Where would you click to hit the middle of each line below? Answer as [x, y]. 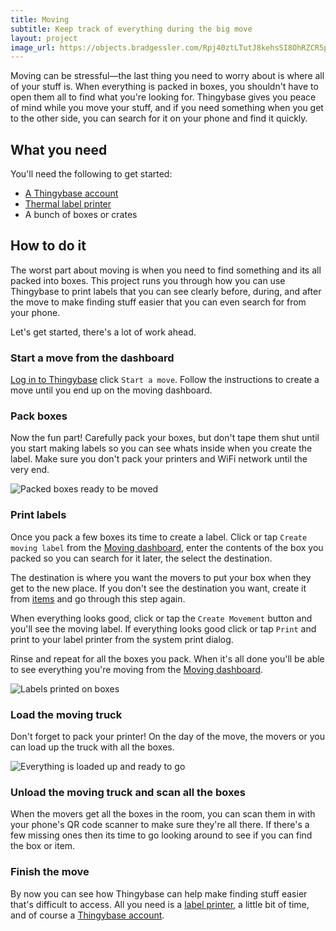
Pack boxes [39, 416]
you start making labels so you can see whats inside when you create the [161, 448]
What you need [59, 149]
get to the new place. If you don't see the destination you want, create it [158, 588]
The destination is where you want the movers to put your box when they [161, 577]
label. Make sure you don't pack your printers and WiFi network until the [159, 459]
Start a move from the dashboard [92, 358]
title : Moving [40, 19]
